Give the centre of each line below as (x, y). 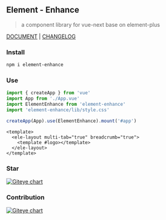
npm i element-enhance (35, 65)
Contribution (25, 197)
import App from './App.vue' (43, 99)
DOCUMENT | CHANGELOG (41, 36)
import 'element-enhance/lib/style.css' (58, 110)
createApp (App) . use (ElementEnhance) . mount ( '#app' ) (71, 121)
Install (16, 52)
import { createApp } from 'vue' (48, 93)
